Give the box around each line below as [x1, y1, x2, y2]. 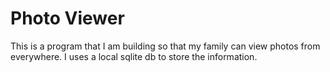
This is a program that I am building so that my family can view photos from [10, 40, 321, 52]
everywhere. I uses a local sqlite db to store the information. [10, 50, 258, 62]
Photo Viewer [10, 7, 125, 30]
